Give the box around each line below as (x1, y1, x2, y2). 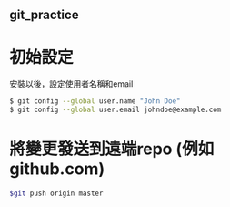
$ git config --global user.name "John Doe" (9, 97, 181, 106)
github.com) (9, 159, 105, 180)
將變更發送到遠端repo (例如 (9, 139, 215, 160)
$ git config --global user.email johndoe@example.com (9, 105, 222, 115)
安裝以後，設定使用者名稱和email (9, 78, 134, 89)
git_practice (9, 7, 79, 23)
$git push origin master (9, 189, 104, 199)
